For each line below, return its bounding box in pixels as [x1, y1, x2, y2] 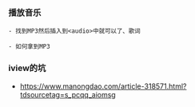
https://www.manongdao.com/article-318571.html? [19, 81, 187, 91]
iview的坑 [8, 62, 46, 73]
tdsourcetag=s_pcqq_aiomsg [19, 89, 116, 99]
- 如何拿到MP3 [8, 42, 50, 51]
